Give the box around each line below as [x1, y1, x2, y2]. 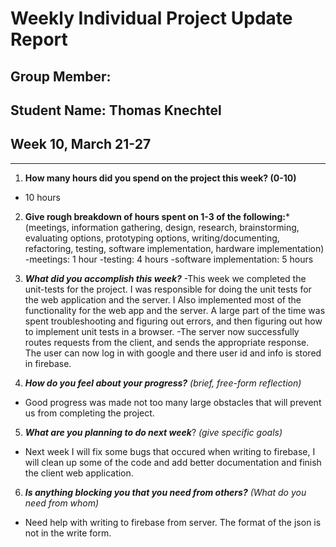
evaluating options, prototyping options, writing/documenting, [24, 232, 280, 244]
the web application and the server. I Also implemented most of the [24, 293, 302, 306]
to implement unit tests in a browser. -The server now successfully [24, 325, 300, 337]
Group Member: [10, 68, 112, 85]
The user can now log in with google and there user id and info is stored [24, 347, 322, 359]
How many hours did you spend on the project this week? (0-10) [24, 172, 297, 184]
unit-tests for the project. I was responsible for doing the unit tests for [24, 283, 312, 295]
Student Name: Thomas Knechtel [10, 102, 222, 119]
